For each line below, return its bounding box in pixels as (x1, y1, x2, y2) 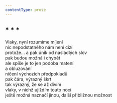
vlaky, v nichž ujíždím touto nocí (5, 87, 72, 93)
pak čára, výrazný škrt (5, 76, 52, 82)
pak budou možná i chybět (5, 55, 61, 61)
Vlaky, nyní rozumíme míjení (5, 39, 63, 45)
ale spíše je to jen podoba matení (5, 60, 74, 66)
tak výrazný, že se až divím (5, 81, 62, 87)
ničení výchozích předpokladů (5, 71, 68, 77)
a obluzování (5, 65, 32, 71)
